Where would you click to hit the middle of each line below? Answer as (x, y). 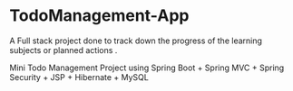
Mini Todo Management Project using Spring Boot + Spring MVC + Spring (147, 68)
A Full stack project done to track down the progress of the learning (136, 41)
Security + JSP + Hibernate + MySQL (79, 77)
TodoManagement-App (99, 16)
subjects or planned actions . (63, 50)
